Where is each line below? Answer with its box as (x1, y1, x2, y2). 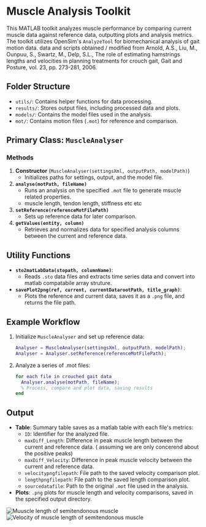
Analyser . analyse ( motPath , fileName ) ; (21, 379, 120, 385)
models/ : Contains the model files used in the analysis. (15, 110, 152, 118)
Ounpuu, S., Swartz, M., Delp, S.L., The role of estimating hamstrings (6, 50, 180, 58)
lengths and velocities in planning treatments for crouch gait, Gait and (6, 57, 183, 64)
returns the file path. (24, 299, 77, 306)
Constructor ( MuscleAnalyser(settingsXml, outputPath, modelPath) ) (15, 167, 190, 175)
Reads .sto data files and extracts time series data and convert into (24, 273, 195, 280)
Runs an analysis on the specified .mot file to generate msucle (24, 187, 182, 194)
